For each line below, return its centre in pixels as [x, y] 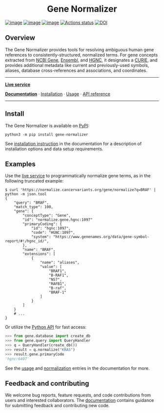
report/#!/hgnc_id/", [27, 241]
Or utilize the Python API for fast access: [46, 327]
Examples [20, 164]
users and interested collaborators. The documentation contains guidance [80, 400]
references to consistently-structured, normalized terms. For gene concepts [82, 55]
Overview [20, 38]
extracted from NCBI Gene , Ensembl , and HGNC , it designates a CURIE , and [81, 60]
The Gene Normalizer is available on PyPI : [47, 125]
